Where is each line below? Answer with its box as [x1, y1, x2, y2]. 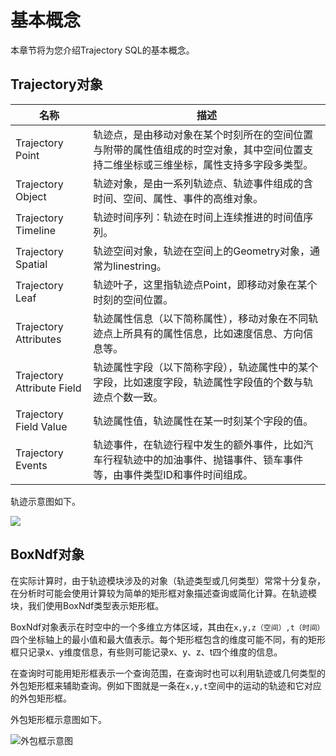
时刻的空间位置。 [93, 292, 174, 306]
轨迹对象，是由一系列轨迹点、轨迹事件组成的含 [93, 176, 314, 190]
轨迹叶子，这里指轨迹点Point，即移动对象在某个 [93, 277, 318, 291]
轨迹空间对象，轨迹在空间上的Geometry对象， [93, 244, 310, 258]
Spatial [15, 257, 48, 271]
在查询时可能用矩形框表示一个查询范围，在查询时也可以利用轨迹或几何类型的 [10, 667, 326, 679]
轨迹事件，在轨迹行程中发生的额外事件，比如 [93, 437, 304, 451]
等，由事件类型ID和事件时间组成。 [93, 467, 254, 481]
